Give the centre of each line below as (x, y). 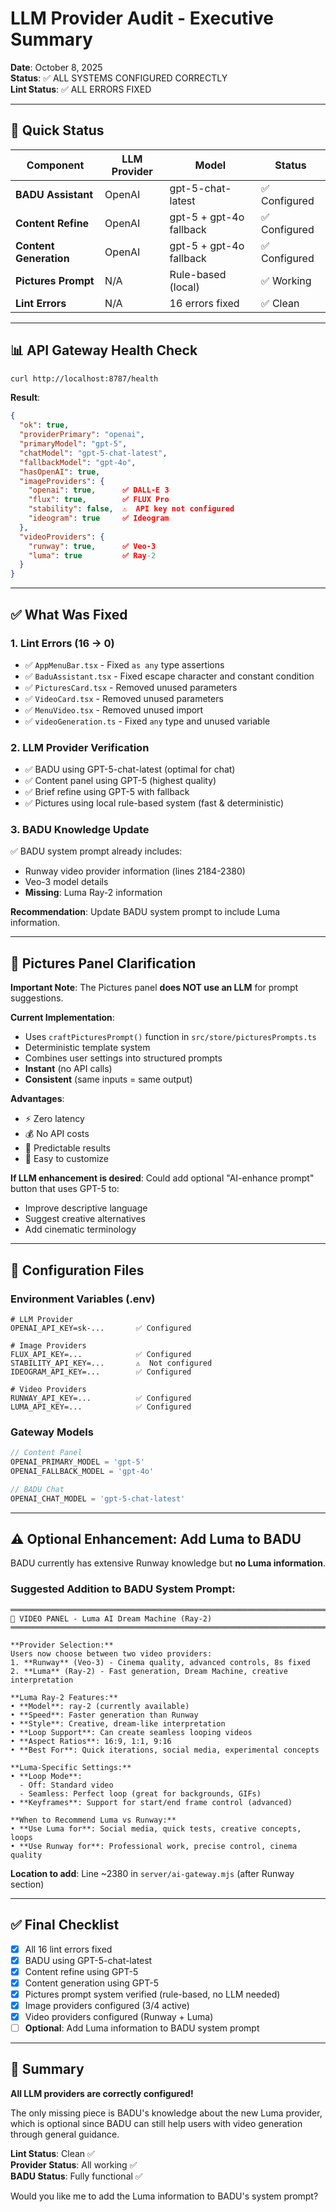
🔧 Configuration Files (77, 1270)
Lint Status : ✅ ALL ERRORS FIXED (81, 89)
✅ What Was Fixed (69, 614)
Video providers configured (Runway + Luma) (119, 2016)
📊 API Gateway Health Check (104, 350)
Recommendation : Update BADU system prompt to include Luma (145, 912)
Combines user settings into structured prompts (123, 1058)
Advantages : (37, 1099)
